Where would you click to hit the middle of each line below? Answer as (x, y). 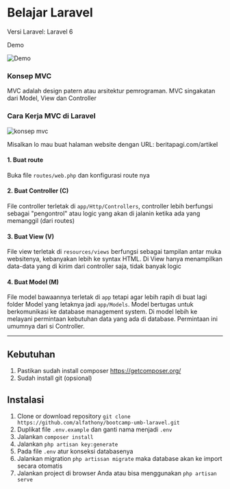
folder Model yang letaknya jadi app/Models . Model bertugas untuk (100, 305)
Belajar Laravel (50, 13)
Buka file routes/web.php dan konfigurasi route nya (79, 175)
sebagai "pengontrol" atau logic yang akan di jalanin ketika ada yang (104, 213)
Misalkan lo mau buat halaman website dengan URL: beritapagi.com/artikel (113, 144)
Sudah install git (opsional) (54, 378)
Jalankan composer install (55, 436)
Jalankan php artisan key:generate (67, 444)
